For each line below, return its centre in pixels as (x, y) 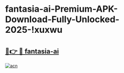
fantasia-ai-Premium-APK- (62, 9)
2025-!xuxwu (34, 30)
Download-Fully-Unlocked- (62, 19)
